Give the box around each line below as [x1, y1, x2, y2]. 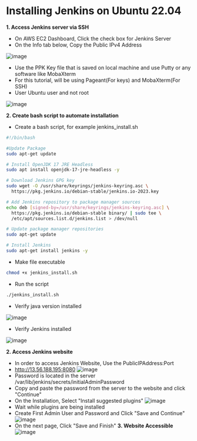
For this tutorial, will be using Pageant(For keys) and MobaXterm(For [14, 77, 181, 84]
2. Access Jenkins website [6, 348, 74, 355]
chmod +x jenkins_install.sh [6, 270, 78, 276]
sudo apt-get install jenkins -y [6, 248, 88, 254]
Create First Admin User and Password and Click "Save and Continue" [14, 409, 185, 416]
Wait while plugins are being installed [14, 403, 105, 410]
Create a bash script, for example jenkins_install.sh [14, 123, 138, 130]
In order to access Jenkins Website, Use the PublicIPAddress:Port [14, 359, 175, 366]
